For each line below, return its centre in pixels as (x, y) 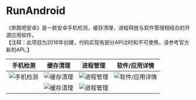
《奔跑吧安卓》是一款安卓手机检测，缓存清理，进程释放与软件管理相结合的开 (98, 27)
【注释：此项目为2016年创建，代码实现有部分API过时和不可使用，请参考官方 (98, 42)
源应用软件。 (21, 35)
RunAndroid (36, 11)
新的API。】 (19, 49)
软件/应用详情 (135, 65)
